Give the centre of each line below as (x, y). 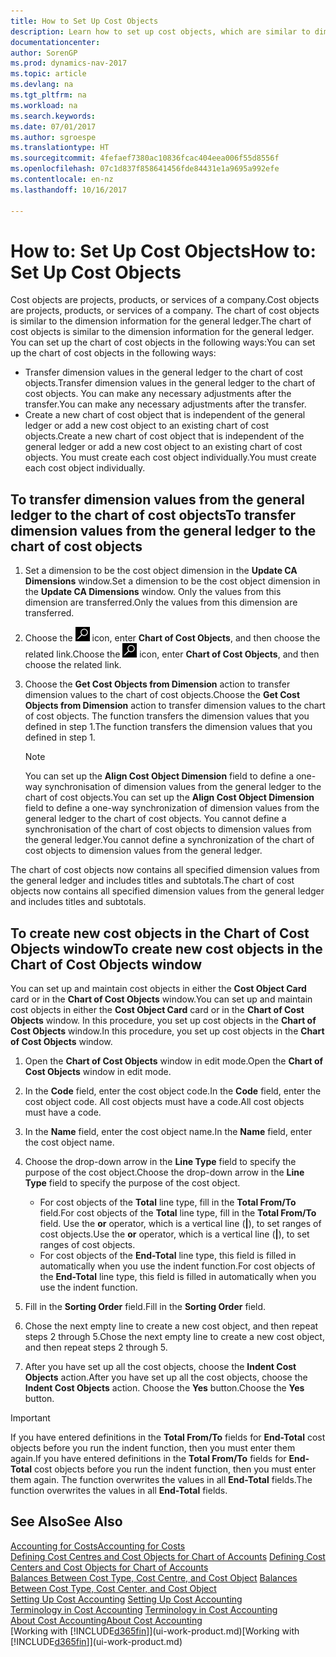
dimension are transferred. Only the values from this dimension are (161, 602)
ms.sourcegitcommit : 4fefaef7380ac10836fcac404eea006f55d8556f (145, 158)
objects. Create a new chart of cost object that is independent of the (164, 436)
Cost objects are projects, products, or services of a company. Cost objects (165, 300)
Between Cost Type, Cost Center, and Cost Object (113, 1588)
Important (30, 1418)
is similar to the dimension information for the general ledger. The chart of (161, 321)
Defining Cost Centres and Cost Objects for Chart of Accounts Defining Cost (168, 1556)
